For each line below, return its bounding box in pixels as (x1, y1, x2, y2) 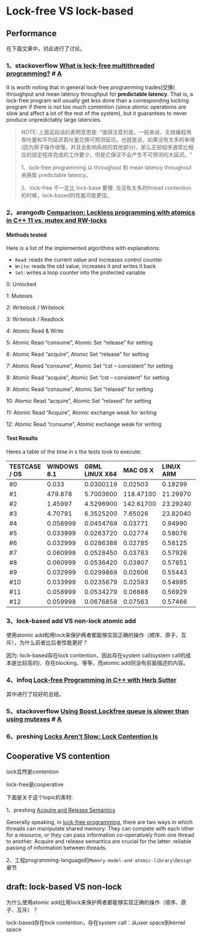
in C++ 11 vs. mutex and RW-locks (6, 216, 107, 225)
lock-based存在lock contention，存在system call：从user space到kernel (6, 919, 185, 926)
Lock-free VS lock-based (6, 4, 134, 18)
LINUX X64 (84, 470, 117, 478)
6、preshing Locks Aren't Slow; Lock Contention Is (6, 732, 158, 741)
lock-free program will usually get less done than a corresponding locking (6, 97, 189, 104)
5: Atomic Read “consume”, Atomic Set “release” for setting (6, 339, 153, 346)
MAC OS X (123, 466, 155, 474)
